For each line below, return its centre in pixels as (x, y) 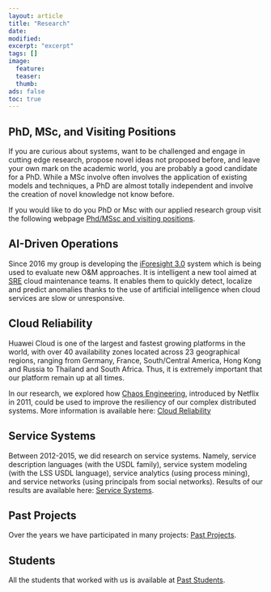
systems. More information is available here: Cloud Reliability (110, 410)
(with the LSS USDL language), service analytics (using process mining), (129, 473)
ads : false (27, 91)
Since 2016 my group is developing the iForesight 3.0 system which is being (135, 264)
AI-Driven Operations (64, 244)
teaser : (29, 76)
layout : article (36, 16)
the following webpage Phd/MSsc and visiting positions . (102, 219)
